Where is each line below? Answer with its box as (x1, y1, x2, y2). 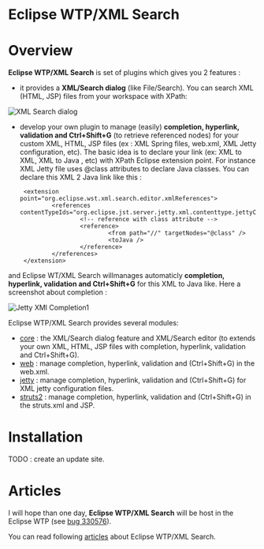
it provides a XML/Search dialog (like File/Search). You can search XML (19, 83, 254, 92)
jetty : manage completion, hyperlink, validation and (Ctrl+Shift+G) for (19, 375, 247, 385)
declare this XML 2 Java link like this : (19, 172, 142, 182)
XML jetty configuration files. (19, 384, 114, 393)
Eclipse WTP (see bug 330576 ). (8, 517, 112, 526)
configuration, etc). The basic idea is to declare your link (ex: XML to (19, 148, 242, 157)
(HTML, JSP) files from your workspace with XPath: (19, 92, 188, 101)
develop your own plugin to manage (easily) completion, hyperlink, (19, 122, 240, 132)
